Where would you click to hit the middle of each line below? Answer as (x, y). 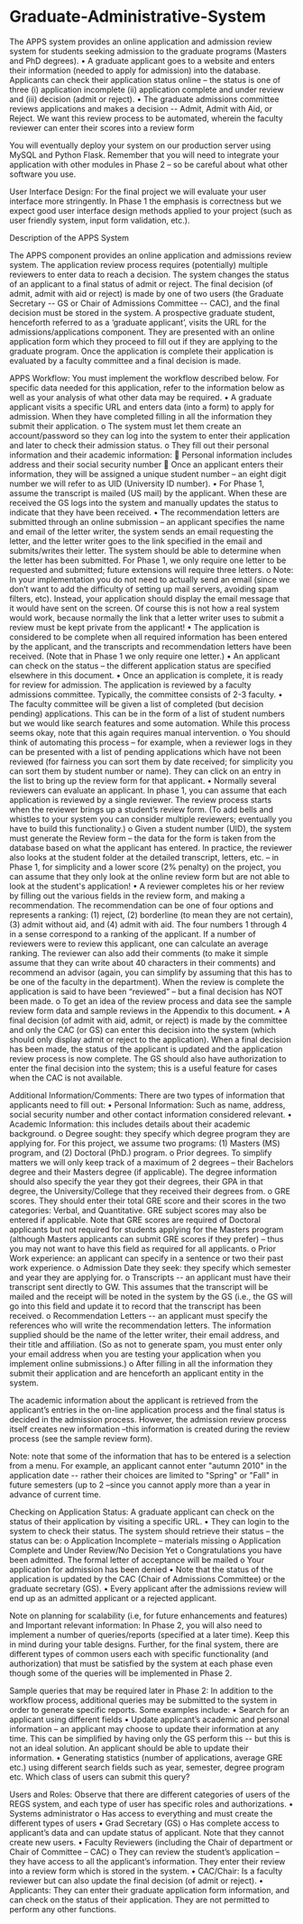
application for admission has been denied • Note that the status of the (141, 1569)
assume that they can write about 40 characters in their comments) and (143, 962)
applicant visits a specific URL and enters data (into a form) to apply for (142, 407)
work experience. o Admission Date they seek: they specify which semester (150, 1267)
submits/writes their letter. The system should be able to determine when (145, 550)
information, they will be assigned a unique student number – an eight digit (148, 474)
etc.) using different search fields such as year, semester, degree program (147, 1767)
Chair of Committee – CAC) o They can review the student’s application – (144, 1852)
